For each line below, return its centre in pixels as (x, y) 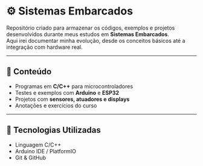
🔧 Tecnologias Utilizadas (53, 130)
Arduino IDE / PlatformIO (46, 151)
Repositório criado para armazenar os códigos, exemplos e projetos (91, 28)
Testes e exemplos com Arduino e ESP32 (67, 92)
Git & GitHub (31, 158)
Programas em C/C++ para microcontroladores (74, 86)
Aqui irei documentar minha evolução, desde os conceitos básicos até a (96, 40)
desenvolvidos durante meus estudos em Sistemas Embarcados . (88, 34)
